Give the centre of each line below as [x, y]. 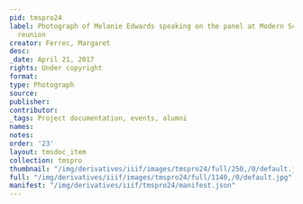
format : [24, 77]
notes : [22, 135]
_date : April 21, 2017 [52, 60]
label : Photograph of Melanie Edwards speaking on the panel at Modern [147, 26]
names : [22, 127]
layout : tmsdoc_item [48, 152]
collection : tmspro [46, 160]
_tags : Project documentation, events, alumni [98, 118]
